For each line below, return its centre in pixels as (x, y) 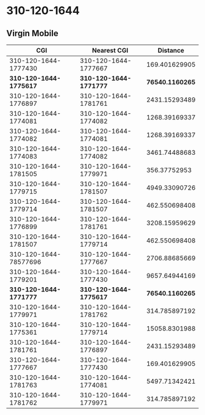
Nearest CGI (110, 50)
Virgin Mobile (32, 33)
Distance (171, 50)
